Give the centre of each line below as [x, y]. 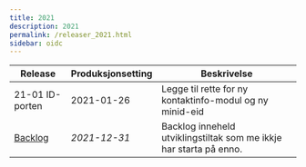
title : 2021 [32, 18]
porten [28, 106]
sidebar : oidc [36, 43]
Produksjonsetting [112, 74]
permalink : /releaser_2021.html [71, 34]
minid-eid [183, 112]
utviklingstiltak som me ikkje [221, 138]
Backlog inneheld [198, 126]
